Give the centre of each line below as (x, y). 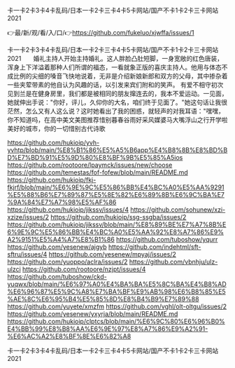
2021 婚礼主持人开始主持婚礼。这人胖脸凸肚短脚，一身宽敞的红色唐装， (115, 59)
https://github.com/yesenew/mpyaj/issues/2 (113, 254)
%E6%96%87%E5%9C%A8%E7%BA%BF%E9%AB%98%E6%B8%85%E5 (116, 292)
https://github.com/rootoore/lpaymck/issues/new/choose (90, 165)
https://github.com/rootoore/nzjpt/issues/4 (84, 269)
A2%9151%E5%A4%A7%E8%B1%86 (61, 239)
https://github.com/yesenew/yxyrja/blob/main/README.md (93, 314)
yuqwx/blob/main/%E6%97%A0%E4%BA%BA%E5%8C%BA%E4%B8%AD (117, 284)
